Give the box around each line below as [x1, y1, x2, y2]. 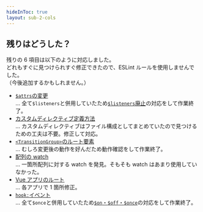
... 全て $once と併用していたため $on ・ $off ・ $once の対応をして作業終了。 [15, 199, 197, 207]
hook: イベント [15, 191, 51, 199]
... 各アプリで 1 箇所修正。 [15, 184, 81, 191]
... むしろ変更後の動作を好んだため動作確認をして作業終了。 [15, 145, 166, 153]
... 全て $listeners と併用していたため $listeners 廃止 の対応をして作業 [15, 100, 189, 107]
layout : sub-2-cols [6, 15, 56, 21]
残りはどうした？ [6, 38, 71, 49]
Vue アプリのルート [15, 176, 65, 183]
